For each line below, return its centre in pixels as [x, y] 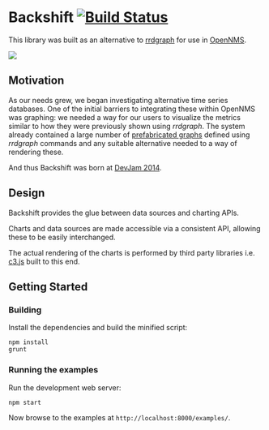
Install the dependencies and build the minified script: [98, 328]
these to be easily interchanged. [62, 237]
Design [27, 193]
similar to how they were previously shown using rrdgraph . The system [127, 126]
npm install [28, 342]
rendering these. [36, 152]
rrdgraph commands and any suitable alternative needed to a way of [123, 143]
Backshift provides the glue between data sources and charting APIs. [124, 213]
